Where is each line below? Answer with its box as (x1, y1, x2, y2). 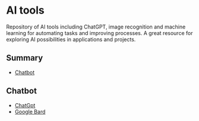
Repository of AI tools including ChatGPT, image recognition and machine (6, 23, 186, 30)
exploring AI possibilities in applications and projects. (6, 36, 136, 43)
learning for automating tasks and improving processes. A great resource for (6, 29, 193, 36)
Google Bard (14, 108, 46, 115)
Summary (6, 53, 43, 63)
